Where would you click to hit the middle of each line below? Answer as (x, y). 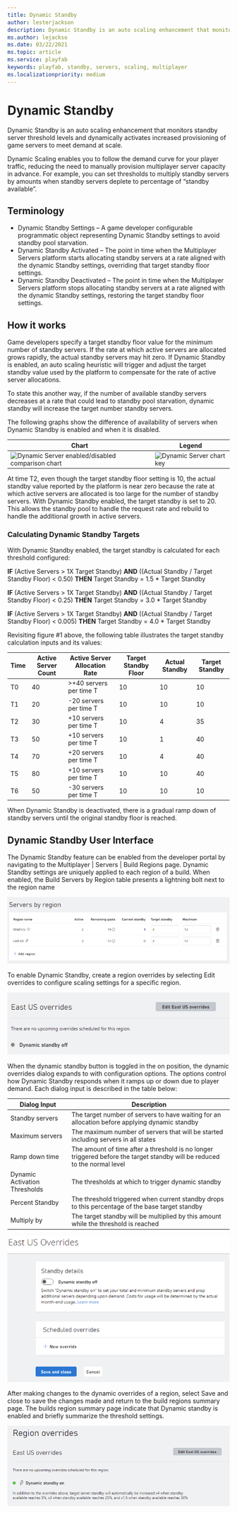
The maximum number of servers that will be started (147, 1132)
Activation (25, 1182)
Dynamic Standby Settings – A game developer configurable (105, 228)
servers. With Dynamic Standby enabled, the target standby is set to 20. (112, 501)
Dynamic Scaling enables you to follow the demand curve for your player (113, 158)
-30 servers (86, 787)
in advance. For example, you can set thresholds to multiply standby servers (118, 174)
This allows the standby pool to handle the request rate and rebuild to (108, 509)
